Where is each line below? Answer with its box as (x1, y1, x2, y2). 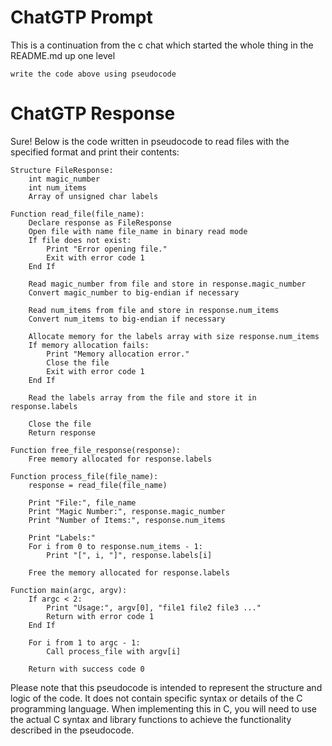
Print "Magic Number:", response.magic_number (28, 506, 226, 516)
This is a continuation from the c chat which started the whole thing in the (10, 39, 314, 51)
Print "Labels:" (28, 532, 97, 543)
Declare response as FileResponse (28, 217, 172, 228)
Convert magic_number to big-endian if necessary (28, 287, 240, 298)
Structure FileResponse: (10, 165, 114, 175)
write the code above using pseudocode (10, 69, 177, 79)
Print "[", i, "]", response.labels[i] (46, 550, 213, 560)
